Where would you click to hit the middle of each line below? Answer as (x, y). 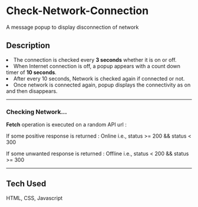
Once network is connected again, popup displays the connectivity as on (102, 85)
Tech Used (26, 184)
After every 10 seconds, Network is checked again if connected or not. (99, 78)
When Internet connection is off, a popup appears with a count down (97, 66)
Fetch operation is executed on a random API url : (66, 125)
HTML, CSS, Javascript (34, 198)
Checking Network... (37, 112)
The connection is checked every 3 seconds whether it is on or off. (95, 59)
